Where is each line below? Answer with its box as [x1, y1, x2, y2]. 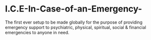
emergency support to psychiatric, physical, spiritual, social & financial [5, 24, 147, 30]
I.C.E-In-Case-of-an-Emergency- [5, 3, 142, 14]
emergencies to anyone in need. [5, 29, 69, 35]
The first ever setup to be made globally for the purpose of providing [5, 19, 143, 25]
